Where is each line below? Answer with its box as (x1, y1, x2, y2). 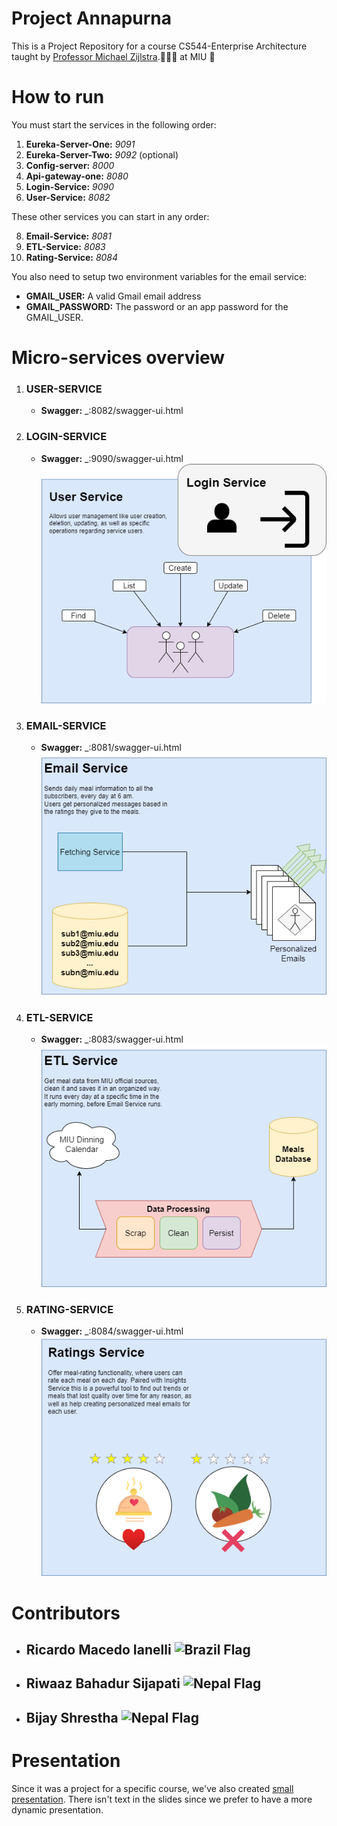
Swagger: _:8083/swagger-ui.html (40, 1033, 184, 1046)
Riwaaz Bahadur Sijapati (25, 1675, 181, 1692)
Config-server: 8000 (25, 159, 115, 171)
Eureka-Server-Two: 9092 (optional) (25, 148, 179, 161)
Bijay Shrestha (25, 1709, 119, 1726)
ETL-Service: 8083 (25, 240, 106, 252)
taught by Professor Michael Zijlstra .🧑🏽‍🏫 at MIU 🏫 (11, 50, 216, 62)
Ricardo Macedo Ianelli (25, 1641, 172, 1658)
